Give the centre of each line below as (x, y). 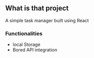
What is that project (37, 8)
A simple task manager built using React (47, 20)
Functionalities (24, 33)
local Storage (26, 44)
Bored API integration (35, 50)
